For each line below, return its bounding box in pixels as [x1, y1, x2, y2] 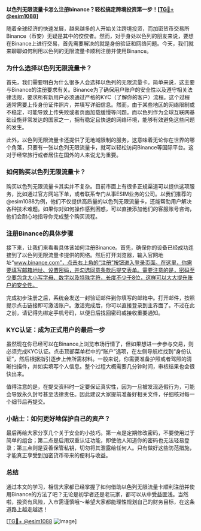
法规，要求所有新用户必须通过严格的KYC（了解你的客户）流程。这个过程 [11, 94, 190, 101]
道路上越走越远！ [6, 505, 48, 512]
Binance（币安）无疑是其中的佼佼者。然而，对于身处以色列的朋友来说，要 [6, 32, 189, 40]
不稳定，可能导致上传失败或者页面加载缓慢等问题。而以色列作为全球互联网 [6, 109, 190, 116]
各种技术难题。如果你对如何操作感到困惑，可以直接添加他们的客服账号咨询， [6, 205, 195, 212]
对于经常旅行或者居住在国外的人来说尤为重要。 [6, 151, 121, 158]
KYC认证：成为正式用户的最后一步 [6, 325, 106, 334]
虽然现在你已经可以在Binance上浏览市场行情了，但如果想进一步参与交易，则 [6, 340, 194, 347]
